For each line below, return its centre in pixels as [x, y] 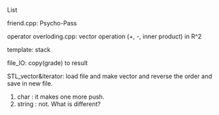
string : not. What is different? [59, 104]
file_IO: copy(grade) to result [48, 63]
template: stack [29, 50]
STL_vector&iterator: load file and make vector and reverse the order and [109, 76]
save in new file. [30, 84]
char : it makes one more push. [61, 97]
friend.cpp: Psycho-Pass [42, 23]
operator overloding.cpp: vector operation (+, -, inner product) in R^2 [104, 36]
